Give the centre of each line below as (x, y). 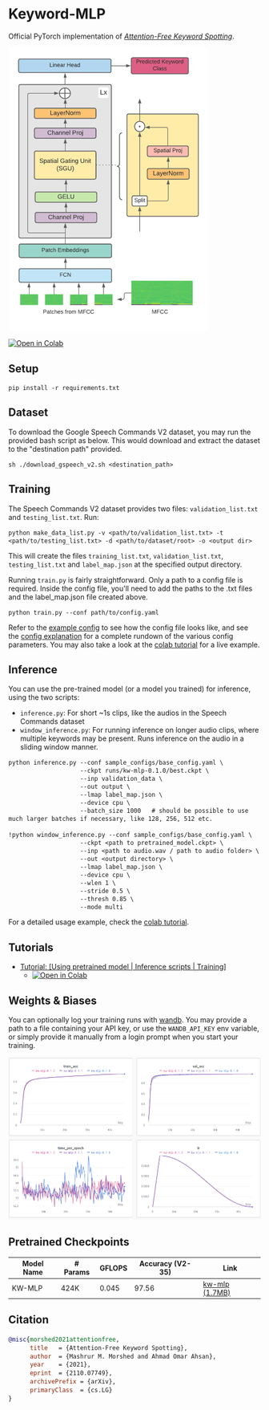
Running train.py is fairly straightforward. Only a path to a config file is (126, 579)
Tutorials (31, 947)
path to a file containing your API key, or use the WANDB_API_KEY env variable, (134, 1028)
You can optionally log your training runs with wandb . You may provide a (128, 1019)
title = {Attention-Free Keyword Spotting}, (108, 1348)
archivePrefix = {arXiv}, (72, 1382)
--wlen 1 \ (98, 884)
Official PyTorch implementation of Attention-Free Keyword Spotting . (121, 36)
